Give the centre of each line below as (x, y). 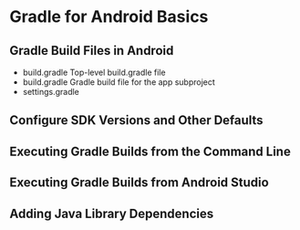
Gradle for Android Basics (109, 17)
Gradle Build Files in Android (92, 51)
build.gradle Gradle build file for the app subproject (119, 82)
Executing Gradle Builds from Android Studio (139, 183)
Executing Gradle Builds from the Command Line (150, 151)
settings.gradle (51, 92)
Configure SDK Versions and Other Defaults (136, 120)
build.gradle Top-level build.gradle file (94, 72)
